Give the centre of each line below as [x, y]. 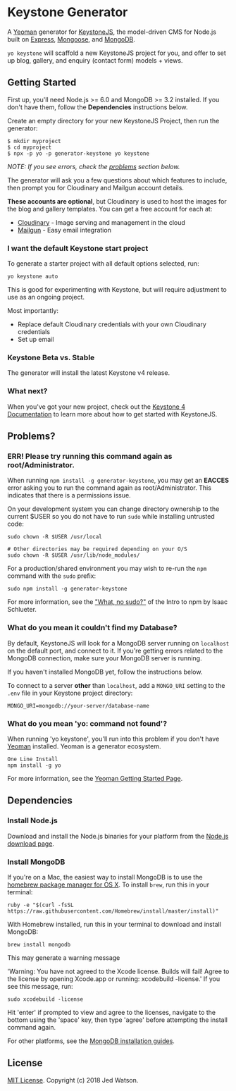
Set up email [36, 340]
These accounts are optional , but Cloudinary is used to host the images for [117, 201]
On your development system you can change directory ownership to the [113, 509]
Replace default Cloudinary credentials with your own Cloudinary [112, 324]
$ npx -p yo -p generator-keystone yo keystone [79, 153]
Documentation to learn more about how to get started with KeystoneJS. [112, 414]
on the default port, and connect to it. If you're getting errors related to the [115, 651]
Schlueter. [22, 610]
